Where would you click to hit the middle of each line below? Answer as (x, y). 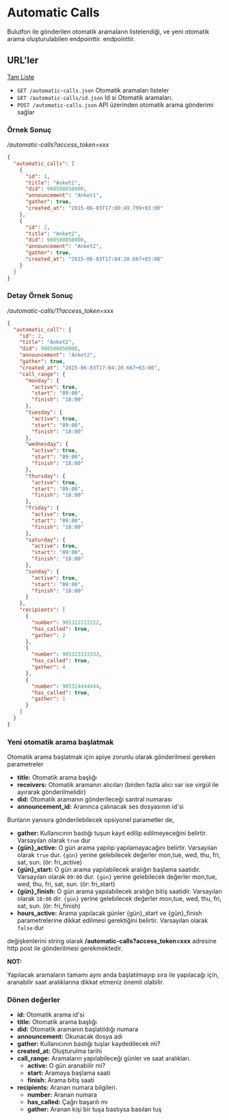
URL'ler (23, 61)
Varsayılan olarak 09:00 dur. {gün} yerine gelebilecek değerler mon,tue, (117, 877)
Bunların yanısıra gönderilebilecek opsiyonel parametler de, (91, 820)
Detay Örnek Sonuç (40, 296)
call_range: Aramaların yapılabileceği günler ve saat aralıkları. (104, 1058)
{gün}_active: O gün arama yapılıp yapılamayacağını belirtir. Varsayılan (117, 848)
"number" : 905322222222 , (67, 622)
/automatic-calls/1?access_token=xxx (60, 310)
